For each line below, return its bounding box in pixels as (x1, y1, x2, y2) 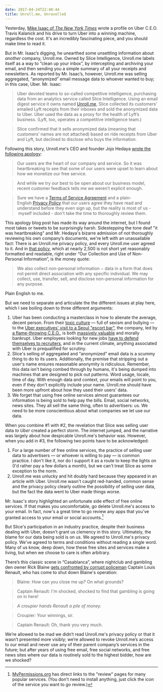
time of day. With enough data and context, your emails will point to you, (12, 376, 157, 383)
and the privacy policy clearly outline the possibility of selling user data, (12, 483, 156, 489)
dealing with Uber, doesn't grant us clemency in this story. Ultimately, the (5, 529, 151, 535)
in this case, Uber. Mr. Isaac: (5, 81, 62, 87)
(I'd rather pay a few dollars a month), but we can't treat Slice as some (12, 462, 153, 468)
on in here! (16, 594, 39, 599)
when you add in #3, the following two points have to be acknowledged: (5, 438, 149, 443)
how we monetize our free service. (16, 171, 87, 176)
